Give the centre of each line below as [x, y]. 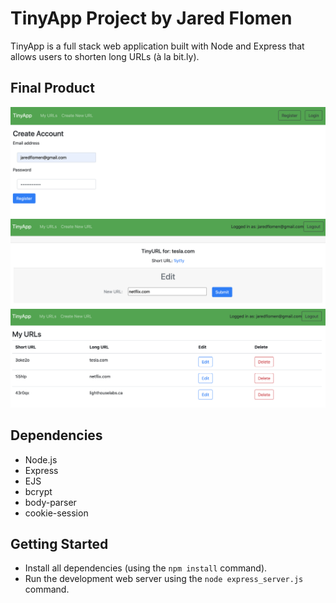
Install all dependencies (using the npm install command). [146, 568]
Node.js [41, 459]
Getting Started [59, 543]
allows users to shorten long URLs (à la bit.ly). [105, 56]
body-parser [50, 502]
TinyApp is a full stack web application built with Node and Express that [157, 46]
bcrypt [38, 491]
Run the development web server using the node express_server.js [164, 579]
